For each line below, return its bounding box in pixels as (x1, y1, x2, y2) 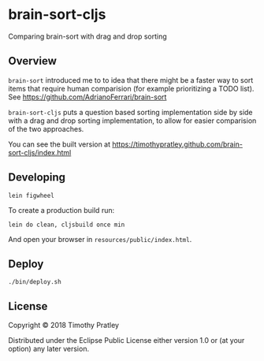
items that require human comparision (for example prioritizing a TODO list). (8, 84, 255, 93)
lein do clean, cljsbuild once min (8, 221, 125, 229)
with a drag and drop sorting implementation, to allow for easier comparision (8, 116, 257, 125)
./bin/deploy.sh (8, 278, 61, 286)
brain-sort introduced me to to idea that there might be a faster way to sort (8, 75, 254, 84)
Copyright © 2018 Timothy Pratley (8, 321, 120, 330)
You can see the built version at (8, 140, 111, 149)
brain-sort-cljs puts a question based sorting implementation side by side (8, 107, 254, 117)
